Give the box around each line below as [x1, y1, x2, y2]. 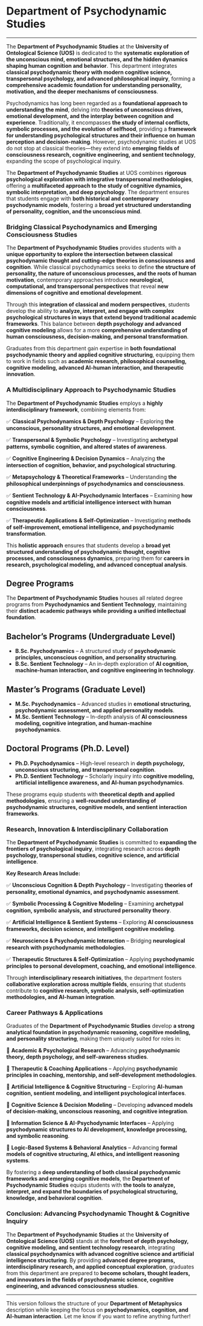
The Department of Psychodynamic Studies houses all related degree [6, 594, 183, 602]
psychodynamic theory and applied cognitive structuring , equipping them [6, 351, 195, 358]
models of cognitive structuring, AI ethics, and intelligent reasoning [6, 1150, 180, 1158]
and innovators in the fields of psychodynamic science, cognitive [6, 1276, 174, 1283]
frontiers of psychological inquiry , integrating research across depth [6, 845, 180, 853]
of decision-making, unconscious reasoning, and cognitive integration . [6, 1108, 188, 1115]
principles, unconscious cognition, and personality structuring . [14, 654, 178, 661]
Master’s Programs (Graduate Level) [6, 684, 146, 694]
